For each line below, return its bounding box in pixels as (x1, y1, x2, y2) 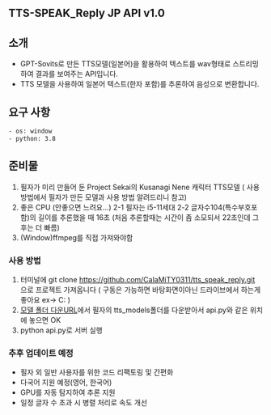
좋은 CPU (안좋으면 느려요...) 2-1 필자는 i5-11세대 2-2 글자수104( (19, 202, 226, 212)
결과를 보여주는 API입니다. (35, 69, 119, 79)
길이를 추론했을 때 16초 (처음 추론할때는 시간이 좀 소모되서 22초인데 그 (37, 212, 260, 222)
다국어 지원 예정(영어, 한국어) (19, 378, 112, 387)
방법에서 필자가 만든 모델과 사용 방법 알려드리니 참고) (19, 192, 188, 201)
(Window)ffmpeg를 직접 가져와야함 (19, 232, 133, 242)
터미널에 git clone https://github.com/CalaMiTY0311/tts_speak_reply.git (19, 274, 256, 284)
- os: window (8, 127, 53, 136)
